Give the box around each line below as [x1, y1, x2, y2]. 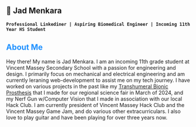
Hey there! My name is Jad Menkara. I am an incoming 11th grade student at [6, 58, 190, 65]
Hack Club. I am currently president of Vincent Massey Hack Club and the [6, 101, 185, 108]
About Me [6, 42, 43, 53]
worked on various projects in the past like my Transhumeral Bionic [6, 83, 168, 90]
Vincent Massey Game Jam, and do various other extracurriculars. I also [6, 108, 181, 115]
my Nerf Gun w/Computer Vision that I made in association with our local [6, 95, 183, 102]
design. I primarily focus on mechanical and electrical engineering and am [6, 70, 185, 77]
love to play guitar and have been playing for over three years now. [6, 114, 168, 121]
